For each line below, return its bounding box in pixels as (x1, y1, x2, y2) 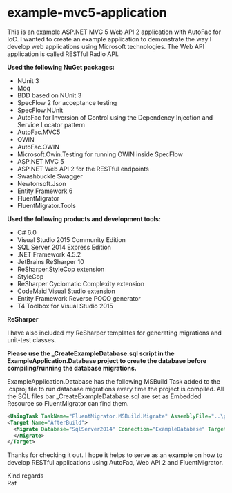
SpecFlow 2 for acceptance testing (17, 98, 117, 106)
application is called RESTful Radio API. (7, 50, 119, 58)
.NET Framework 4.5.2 (17, 250, 81, 259)
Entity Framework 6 (17, 187, 73, 195)
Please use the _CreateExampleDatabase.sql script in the (7, 349, 175, 357)
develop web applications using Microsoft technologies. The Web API (7, 42, 205, 50)
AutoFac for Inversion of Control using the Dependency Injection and (17, 113, 213, 122)
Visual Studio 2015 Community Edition (17, 235, 126, 243)
